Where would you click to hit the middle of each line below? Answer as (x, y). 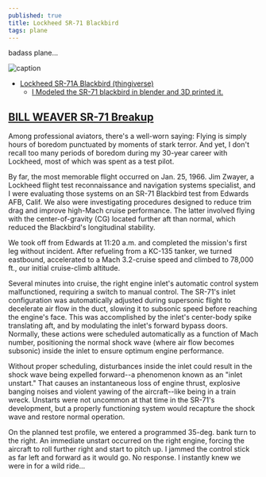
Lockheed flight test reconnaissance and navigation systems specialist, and (132, 185)
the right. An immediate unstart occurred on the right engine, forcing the (126, 440)
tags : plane (28, 30)
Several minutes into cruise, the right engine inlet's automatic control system (133, 283)
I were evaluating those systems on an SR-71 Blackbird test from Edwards (129, 194)
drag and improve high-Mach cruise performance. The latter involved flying (132, 210)
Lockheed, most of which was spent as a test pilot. (91, 162)
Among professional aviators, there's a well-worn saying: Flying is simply (128, 137)
